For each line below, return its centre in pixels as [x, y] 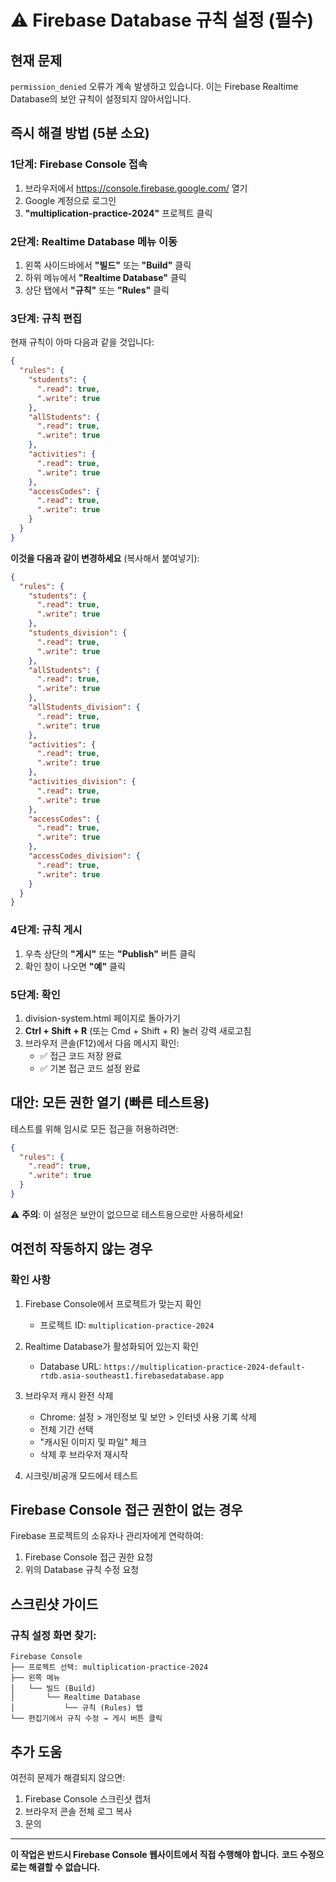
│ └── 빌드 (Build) [53, 1689]
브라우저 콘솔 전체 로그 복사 [78, 1811]
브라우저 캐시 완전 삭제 [69, 1395]
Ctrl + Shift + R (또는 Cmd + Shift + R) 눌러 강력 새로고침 [138, 1030]
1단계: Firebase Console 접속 [79, 164]
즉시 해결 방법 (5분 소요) [80, 133]
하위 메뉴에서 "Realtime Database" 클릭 [105, 277]
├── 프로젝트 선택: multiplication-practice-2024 [109, 1667]
